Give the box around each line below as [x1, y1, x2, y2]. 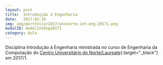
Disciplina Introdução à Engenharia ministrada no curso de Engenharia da [5, 44, 157, 50]
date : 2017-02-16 [5, 16, 46, 21]
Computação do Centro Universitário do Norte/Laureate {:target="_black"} [5, 49, 158, 55]
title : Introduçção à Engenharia [5, 12, 78, 17]
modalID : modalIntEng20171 [5, 26, 62, 31]
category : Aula [5, 30, 37, 35]
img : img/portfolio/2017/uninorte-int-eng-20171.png [5, 21, 118, 26]
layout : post [5, 7, 33, 12]
